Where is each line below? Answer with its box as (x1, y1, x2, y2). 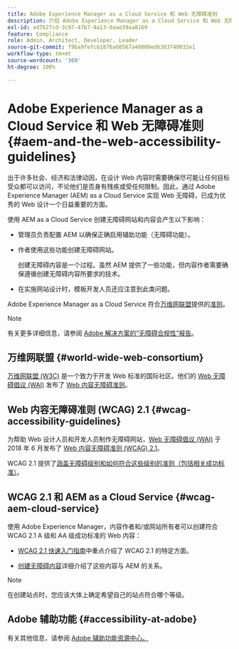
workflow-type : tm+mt (7, 51, 72, 58)
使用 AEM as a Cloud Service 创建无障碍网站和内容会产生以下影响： (7, 215, 206, 223)
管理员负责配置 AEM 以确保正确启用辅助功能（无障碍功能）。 (17, 230, 194, 239)
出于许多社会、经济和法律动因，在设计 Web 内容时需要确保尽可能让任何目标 (7, 173, 230, 182)
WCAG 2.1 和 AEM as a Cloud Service (7, 491, 174, 503)
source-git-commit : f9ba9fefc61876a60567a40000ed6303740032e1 (7, 44, 196, 51)
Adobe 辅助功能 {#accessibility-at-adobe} (7, 613, 198, 625)
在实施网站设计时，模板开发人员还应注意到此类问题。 (17, 285, 174, 293)
